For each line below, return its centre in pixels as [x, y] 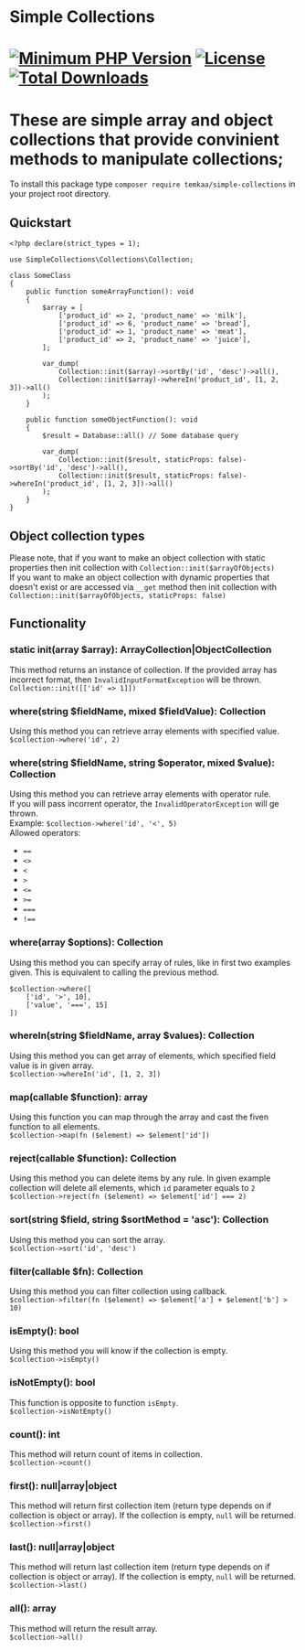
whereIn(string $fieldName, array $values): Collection [132, 1035]
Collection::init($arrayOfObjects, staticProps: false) [118, 595]
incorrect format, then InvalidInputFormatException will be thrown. [136, 680]
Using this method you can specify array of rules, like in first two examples [150, 962]
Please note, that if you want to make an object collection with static [138, 557]
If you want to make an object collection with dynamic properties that [140, 577]
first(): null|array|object [63, 1485]
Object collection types [77, 536]
